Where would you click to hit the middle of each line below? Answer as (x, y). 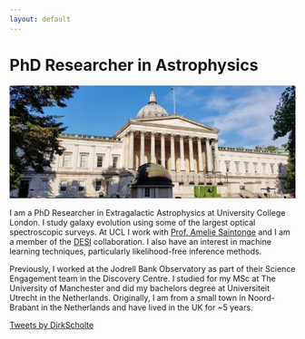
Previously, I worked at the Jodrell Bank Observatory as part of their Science (152, 269)
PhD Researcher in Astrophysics (134, 65)
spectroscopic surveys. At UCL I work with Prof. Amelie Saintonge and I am (150, 232)
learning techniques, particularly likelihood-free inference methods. (136, 252)
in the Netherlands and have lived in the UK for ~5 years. (147, 307)
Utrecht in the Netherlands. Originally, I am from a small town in (128, 298)
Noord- (261, 298)
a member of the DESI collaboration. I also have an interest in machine (141, 242)
